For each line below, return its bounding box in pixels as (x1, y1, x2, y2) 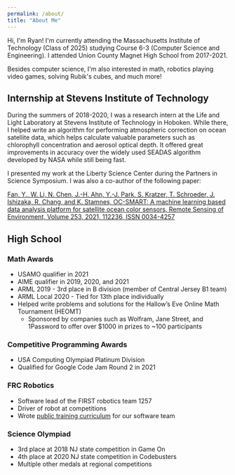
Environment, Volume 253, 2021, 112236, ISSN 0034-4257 (7, 213, 175, 221)
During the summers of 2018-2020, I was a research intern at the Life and (7, 111, 220, 119)
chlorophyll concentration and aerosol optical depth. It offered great (7, 141, 203, 149)
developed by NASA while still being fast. (7, 156, 126, 164)
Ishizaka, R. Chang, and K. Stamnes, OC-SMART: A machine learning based (7, 198, 226, 206)
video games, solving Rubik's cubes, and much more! (7, 72, 162, 81)
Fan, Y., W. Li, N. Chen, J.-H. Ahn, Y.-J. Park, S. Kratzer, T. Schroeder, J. (7, 190, 215, 199)
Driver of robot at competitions (17, 404, 107, 413)
